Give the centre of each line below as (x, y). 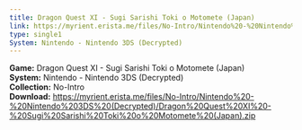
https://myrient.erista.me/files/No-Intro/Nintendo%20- (153, 97)
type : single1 (36, 34)
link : (19, 26)
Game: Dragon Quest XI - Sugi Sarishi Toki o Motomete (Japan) (127, 68)
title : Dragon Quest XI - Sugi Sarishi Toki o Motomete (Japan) (132, 17)
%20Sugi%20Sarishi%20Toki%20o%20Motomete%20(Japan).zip (133, 116)
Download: (30, 97)
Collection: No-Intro (47, 87)
